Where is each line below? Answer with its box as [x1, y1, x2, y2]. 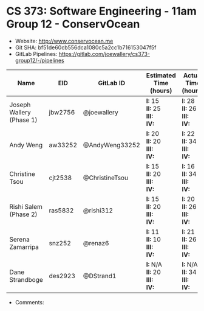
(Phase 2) [9, 210, 38, 218]
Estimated [146, 71, 176, 80]
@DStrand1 [83, 271, 117, 280]
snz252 [49, 239, 72, 247]
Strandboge [9, 275, 44, 284]
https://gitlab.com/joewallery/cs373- [58, 50, 151, 57]
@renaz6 [83, 239, 109, 247]
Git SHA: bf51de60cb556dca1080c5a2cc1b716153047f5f [15, 44, 157, 51]
